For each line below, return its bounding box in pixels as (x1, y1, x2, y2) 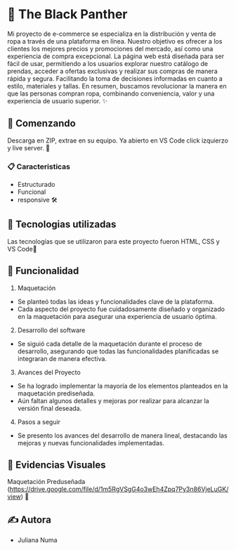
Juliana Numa (17, 536, 58, 544)
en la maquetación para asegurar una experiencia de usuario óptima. (17, 312, 217, 320)
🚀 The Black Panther (7, 6, 128, 22)
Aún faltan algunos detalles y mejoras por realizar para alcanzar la (17, 396, 209, 405)
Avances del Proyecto (17, 368, 81, 377)
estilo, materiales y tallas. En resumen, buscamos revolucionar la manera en (7, 81, 227, 90)
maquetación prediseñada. (17, 389, 96, 398)
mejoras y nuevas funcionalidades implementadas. (17, 438, 165, 447)
